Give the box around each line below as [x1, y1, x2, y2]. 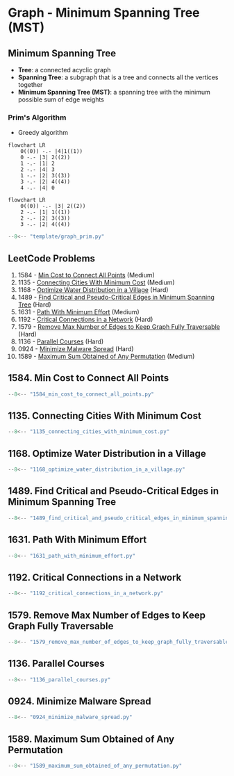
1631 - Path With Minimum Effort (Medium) [17, 307, 140, 316]
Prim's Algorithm [8, 113, 67, 122]
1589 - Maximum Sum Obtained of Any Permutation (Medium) [17, 352, 195, 360]
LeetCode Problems [8, 252, 96, 264]
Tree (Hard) [17, 300, 51, 309]
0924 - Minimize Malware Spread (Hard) [17, 344, 134, 353]
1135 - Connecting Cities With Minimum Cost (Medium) [17, 278, 176, 286]
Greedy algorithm [17, 129, 69, 137]
